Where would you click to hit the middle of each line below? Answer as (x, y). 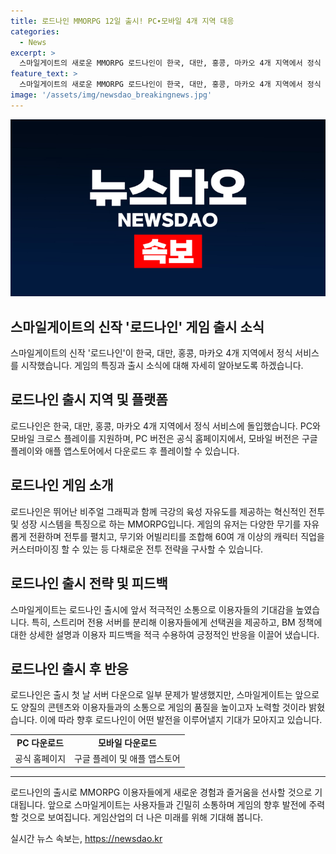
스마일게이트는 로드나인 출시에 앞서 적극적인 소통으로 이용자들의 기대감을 (152, 609)
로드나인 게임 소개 (62, 485)
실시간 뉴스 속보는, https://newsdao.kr (86, 838)
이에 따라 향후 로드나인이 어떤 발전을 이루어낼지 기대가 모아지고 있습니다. (181, 720)
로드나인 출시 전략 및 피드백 (89, 583)
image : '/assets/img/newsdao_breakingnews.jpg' (111, 95)
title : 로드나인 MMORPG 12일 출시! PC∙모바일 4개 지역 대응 (122, 21)
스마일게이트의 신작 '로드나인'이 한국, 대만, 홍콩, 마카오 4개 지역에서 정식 (151, 353)
